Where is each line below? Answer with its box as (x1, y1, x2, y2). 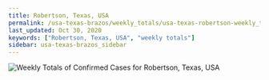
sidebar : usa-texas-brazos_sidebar (8, 41, 127, 49)
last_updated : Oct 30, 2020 (8, 26, 102, 34)
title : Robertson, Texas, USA (8, 11, 110, 20)
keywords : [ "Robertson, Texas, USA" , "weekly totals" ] (8, 33, 195, 42)
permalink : (8, 19, 45, 27)
